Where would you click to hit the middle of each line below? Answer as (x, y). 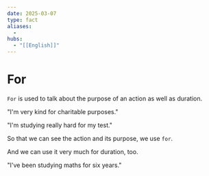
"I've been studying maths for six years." (64, 165)
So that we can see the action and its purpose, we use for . (90, 138)
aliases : (20, 26)
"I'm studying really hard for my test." (60, 125)
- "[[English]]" (36, 45)
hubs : (15, 39)
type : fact (23, 20)
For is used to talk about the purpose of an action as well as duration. (105, 98)
